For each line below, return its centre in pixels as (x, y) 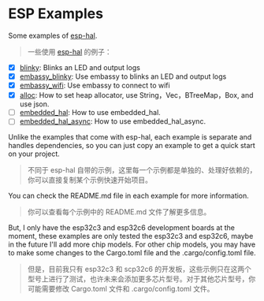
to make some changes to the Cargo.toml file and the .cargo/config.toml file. (132, 253)
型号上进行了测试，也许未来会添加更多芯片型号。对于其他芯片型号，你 (141, 279)
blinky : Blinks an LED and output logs (80, 67)
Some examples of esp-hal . (53, 35)
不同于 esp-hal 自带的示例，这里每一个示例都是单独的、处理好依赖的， (142, 170)
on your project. (34, 154)
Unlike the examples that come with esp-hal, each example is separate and (130, 137)
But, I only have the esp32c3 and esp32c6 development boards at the (121, 228)
